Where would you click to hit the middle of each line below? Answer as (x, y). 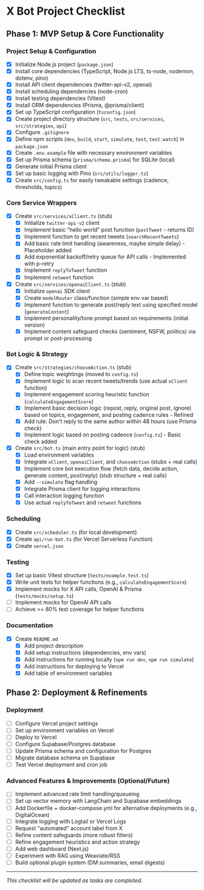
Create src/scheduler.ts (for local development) (76, 532)
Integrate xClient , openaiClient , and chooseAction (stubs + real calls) (111, 461)
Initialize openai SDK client (57, 291)
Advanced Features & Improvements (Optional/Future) (88, 781)
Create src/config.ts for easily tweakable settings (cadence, (92, 180)
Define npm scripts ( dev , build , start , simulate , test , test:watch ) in (100, 139)
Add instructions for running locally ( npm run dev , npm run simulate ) (109, 659)
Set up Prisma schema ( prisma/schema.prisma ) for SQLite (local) (95, 159)
